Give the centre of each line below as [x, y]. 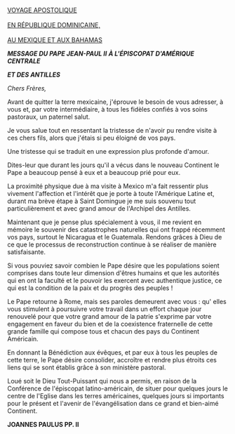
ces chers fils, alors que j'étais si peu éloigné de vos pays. [92, 138]
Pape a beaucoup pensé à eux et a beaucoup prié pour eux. [94, 172]
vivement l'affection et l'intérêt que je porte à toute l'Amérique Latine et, [111, 193]
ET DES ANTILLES [34, 74]
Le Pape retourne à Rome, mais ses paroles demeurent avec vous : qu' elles [117, 302]
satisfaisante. [26, 252]
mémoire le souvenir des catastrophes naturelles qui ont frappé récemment [116, 230]
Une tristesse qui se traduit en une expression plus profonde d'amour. [108, 151]
